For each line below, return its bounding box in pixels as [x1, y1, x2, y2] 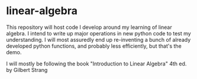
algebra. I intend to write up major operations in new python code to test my [6, 29, 191, 37]
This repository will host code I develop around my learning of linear [6, 24, 173, 31]
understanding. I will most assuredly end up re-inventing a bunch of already [6, 36, 191, 43]
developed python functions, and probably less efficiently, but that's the [6, 42, 182, 50]
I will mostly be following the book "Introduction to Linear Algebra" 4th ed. [6, 60, 187, 67]
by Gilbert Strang [6, 66, 48, 73]
